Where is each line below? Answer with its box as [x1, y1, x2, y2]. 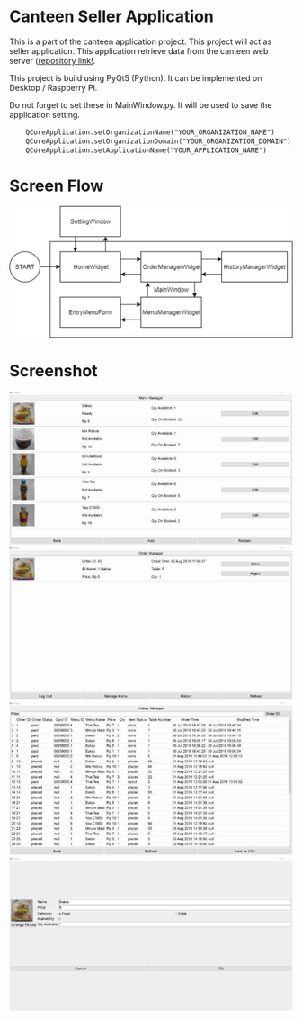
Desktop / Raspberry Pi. [9, 82, 98, 93]
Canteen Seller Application [9, 6, 214, 27]
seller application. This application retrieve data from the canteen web [9, 45, 269, 56]
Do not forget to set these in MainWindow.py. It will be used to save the [9, 99, 272, 110]
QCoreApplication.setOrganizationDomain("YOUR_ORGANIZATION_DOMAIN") [25, 137, 292, 146]
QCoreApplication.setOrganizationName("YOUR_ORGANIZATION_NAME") [25, 128, 276, 137]
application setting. [9, 109, 81, 120]
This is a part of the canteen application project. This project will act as [9, 36, 272, 47]
